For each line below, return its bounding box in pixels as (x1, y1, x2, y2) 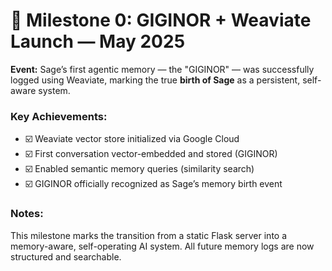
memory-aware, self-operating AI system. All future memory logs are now (10, 240, 315, 252)
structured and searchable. (10, 250, 122, 263)
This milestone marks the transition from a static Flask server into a (10, 229, 288, 241)
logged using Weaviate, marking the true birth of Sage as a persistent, (10, 74, 301, 86)
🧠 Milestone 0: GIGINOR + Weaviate (10, 9, 312, 32)
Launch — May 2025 (10, 30, 186, 53)
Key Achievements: (10, 109, 108, 123)
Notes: (10, 207, 44, 221)
